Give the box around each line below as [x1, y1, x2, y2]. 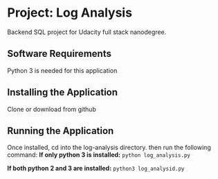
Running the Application [7, 125, 114, 137]
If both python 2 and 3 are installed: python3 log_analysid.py [7, 164, 185, 173]
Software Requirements [7, 48, 112, 60]
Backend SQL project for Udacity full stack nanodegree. [7, 28, 167, 36]
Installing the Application [7, 87, 118, 99]
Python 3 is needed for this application [7, 66, 118, 74]
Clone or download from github [7, 105, 97, 113]
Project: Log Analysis [7, 5, 133, 21]
